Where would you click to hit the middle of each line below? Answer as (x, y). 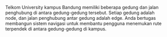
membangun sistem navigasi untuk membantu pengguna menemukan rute (83, 23)
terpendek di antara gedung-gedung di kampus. (56, 29)
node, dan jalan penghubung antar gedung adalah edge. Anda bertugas (81, 18)
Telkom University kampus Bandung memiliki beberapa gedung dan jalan (82, 7)
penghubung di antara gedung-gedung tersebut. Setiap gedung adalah (80, 13)
